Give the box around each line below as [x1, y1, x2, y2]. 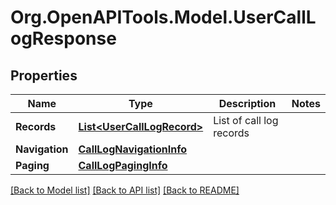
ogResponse [10, 27, 117, 50]
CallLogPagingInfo [78, 159, 168, 172]
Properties [10, 67, 78, 84]
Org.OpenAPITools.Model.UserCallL [10, 6, 317, 29]
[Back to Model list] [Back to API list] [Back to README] [10, 184, 240, 196]
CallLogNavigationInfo [78, 142, 188, 156]
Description [218, 97, 277, 110]
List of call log [213, 114, 279, 127]
